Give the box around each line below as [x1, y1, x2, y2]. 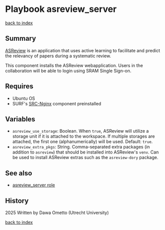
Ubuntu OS [12, 95, 35, 101]
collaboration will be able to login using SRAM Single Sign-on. [5, 68, 132, 74]
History [5, 196, 29, 205]
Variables [5, 115, 36, 123]
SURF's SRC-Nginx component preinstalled [12, 100, 101, 106]
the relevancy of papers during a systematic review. [5, 53, 111, 59]
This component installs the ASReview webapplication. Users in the [5, 62, 143, 68]
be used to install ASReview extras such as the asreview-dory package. [12, 154, 159, 160]
